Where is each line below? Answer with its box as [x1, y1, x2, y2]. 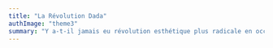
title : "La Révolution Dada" [8, 11, 107, 20]
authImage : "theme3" [8, 20, 79, 28]
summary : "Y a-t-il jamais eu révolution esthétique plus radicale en [8, 27, 253, 35]
